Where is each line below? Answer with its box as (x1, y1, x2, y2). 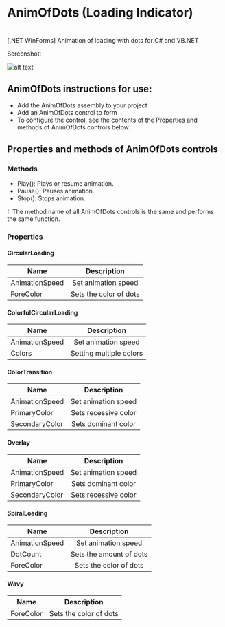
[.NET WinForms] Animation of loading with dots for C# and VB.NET (7, 36, 199, 45)
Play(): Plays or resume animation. (16, 179, 115, 187)
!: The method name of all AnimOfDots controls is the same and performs (7, 207, 214, 215)
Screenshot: (7, 50, 42, 58)
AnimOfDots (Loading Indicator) (7, 5, 193, 21)
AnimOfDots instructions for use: (7, 83, 152, 94)
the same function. (7, 215, 60, 223)
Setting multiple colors (71, 349, 143, 359)
